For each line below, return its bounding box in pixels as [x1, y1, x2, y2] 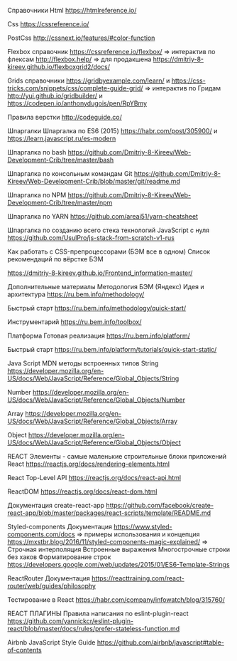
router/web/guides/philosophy [7, 582, 96, 590]
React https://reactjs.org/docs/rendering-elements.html [7, 459, 170, 468]
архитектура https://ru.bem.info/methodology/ [7, 290, 145, 298]
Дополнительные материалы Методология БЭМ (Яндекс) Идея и [7, 283, 204, 291]
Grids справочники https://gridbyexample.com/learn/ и [7, 76, 170, 85]
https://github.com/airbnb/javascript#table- [97, 638, 225, 647]
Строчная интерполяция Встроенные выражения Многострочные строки [7, 545, 231, 553]
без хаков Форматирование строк [7, 553, 111, 561]
